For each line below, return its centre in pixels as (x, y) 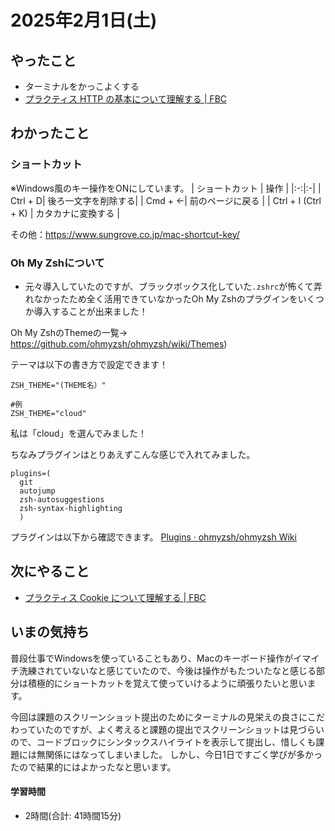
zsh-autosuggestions (62, 499)
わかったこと (50, 133)
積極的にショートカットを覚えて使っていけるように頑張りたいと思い (167, 683)
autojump (37, 491)
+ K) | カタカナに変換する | (65, 213)
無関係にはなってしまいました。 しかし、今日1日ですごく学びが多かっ (179, 754)
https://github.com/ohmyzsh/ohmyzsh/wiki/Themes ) (119, 343)
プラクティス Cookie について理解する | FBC (115, 597)
